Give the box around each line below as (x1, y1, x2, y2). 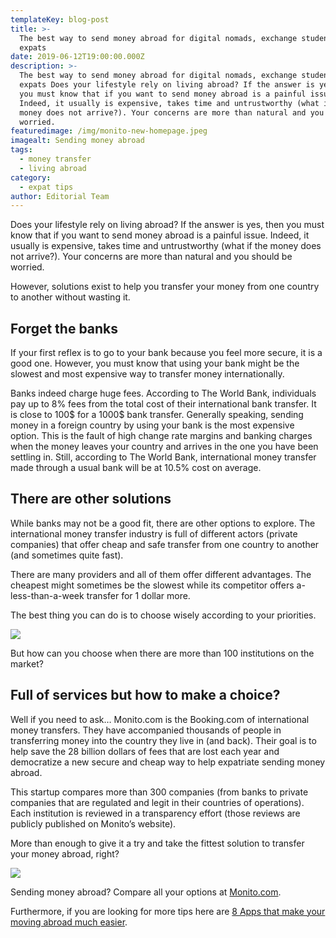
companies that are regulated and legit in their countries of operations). (10, 796, 305, 808)
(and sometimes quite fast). (10, 549, 124, 561)
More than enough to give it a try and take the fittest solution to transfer (10, 837, 305, 849)
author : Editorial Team (10, 191, 110, 201)
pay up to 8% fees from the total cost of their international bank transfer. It (10, 398, 317, 410)
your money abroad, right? (10, 847, 120, 860)
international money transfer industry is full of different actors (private (10, 527, 298, 540)
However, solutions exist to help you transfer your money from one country (10, 281, 320, 293)
